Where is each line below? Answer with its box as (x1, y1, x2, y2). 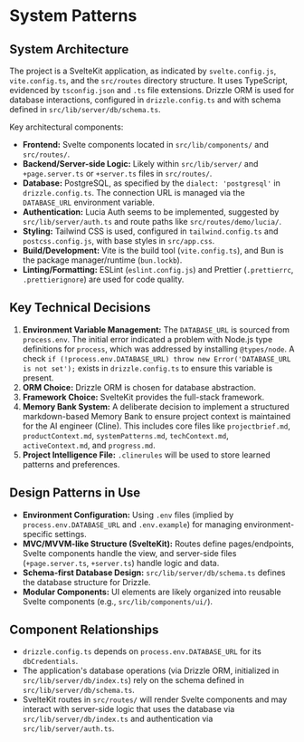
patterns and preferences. (22, 458, 120, 469)
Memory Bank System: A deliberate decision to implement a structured (22, 400, 290, 412)
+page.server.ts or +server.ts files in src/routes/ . (22, 169, 213, 178)
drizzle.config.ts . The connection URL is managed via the (22, 188, 246, 198)
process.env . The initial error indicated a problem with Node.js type (22, 333, 273, 344)
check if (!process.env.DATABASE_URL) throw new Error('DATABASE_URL (22, 352, 291, 363)
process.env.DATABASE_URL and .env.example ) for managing (22, 518, 242, 530)
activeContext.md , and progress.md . (22, 439, 156, 450)
